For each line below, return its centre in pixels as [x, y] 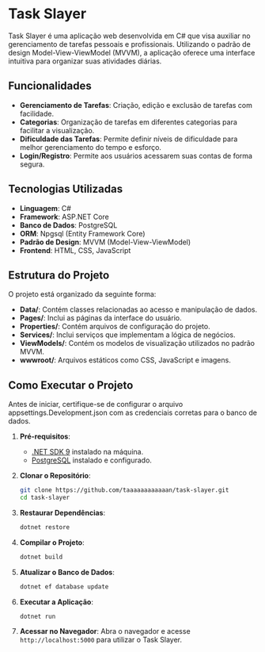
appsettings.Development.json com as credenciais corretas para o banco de [132, 412]
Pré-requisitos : [45, 436]
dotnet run [38, 616]
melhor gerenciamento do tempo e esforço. [91, 147]
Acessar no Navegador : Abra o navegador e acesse [105, 631]
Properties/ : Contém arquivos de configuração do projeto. [115, 327]
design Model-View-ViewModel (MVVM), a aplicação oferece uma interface [132, 52]
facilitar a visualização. [57, 130]
